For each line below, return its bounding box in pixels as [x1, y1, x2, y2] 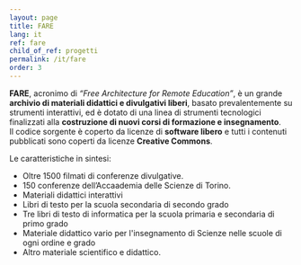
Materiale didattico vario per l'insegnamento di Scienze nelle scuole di [22, 227, 283, 238]
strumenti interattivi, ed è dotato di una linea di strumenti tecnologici [9, 107, 262, 118]
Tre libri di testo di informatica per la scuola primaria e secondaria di [22, 208, 275, 219]
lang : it [9, 30, 42, 39]
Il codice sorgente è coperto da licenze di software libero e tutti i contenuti [9, 126, 288, 137]
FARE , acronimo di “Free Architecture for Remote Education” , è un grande [9, 87, 283, 99]
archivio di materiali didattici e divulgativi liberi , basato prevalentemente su [9, 97, 293, 108]
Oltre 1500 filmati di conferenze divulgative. [22, 170, 184, 181]
